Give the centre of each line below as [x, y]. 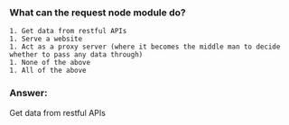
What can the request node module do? [98, 13]
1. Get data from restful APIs [68, 31]
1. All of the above [48, 71]
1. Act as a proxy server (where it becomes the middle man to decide [145, 47]
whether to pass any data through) [76, 55]
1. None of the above [50, 63]
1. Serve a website [46, 39]
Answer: [28, 94]
